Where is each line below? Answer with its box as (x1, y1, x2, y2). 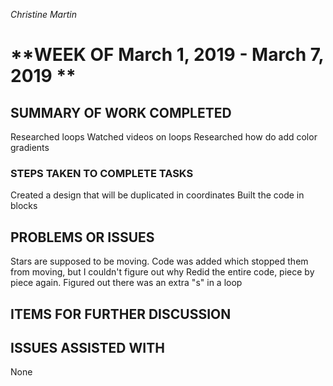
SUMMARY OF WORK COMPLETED (10, 104, 232, 121)
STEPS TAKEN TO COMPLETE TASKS (10, 166, 194, 180)
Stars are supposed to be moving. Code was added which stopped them (10, 255, 309, 268)
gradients (10, 142, 50, 153)
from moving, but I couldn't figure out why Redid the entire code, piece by (10, 266, 315, 278)
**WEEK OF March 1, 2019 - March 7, (10, 44, 324, 66)
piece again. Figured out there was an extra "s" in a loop (10, 277, 243, 289)
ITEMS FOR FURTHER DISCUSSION (10, 305, 232, 323)
